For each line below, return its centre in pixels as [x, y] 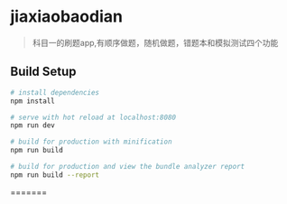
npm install [32, 101]
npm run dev [32, 125]
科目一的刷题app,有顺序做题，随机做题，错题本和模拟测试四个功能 [155, 42]
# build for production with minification [91, 142]
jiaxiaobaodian [66, 17]
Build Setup [43, 72]
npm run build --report [55, 175]
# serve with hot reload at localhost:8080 [93, 117]
